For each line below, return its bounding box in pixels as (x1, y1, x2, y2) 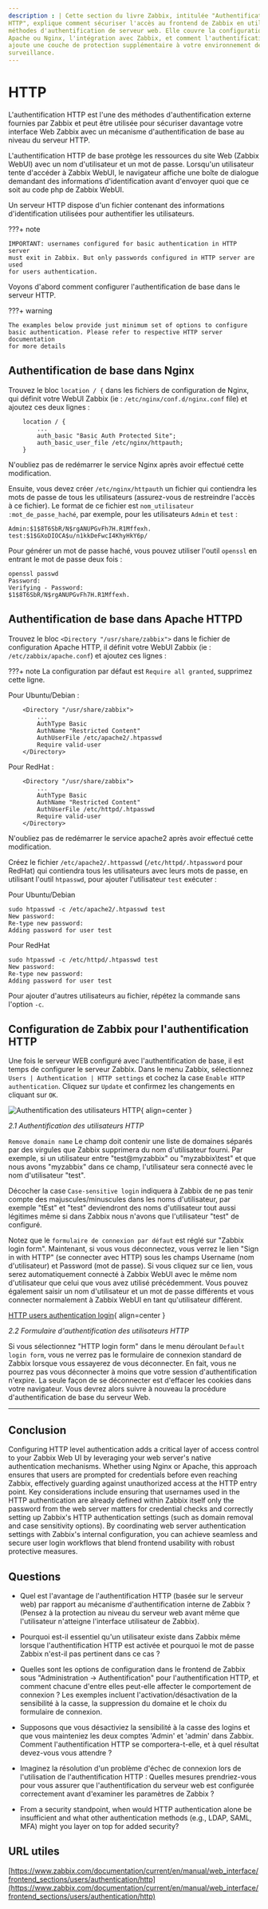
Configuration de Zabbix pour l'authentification (8, 1022, 249, 1036)
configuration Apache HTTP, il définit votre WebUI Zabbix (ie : (8, 642, 211, 652)
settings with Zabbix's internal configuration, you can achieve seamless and (8, 1530, 258, 1539)
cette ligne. (8, 674, 45, 684)
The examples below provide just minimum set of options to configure (8, 321, 248, 329)
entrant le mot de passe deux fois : (8, 554, 123, 564)
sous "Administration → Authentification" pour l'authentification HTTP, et (19, 1673, 259, 1683)
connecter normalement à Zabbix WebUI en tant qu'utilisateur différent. (8, 1295, 243, 1305)
